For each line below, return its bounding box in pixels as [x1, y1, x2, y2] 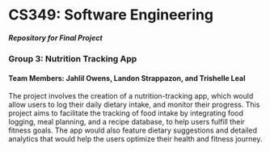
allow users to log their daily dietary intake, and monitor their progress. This [8, 99, 260, 110]
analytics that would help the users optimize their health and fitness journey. [8, 134, 263, 144]
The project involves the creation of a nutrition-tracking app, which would [8, 91, 254, 101]
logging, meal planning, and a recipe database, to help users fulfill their [8, 117, 245, 127]
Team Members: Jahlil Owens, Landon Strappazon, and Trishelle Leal [8, 73, 246, 82]
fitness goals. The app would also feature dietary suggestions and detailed [8, 125, 257, 135]
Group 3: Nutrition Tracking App [8, 53, 137, 65]
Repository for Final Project [8, 32, 103, 42]
